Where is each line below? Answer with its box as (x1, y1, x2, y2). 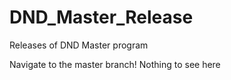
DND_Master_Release (9, 6, 194, 29)
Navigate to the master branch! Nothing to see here (9, 58, 221, 70)
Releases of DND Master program (9, 39, 149, 51)
